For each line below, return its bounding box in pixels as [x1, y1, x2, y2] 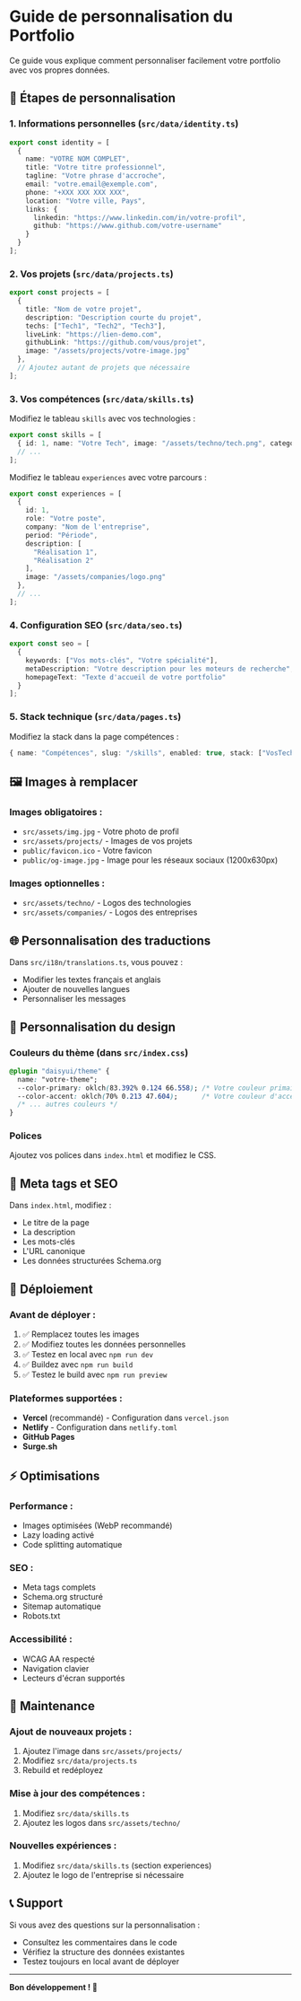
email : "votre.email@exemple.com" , [25, 180, 159, 189]
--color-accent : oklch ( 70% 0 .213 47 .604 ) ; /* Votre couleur [17, 1092, 267, 1101]
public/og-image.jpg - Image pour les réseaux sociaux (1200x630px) [21, 855, 279, 865]
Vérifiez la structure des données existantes [21, 1946, 185, 1957]
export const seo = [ [9, 639, 90, 648]
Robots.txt [21, 1610, 61, 1621]
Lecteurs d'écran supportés [21, 1672, 125, 1683]
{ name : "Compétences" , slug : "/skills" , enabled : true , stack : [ [9, 748, 262, 758]
